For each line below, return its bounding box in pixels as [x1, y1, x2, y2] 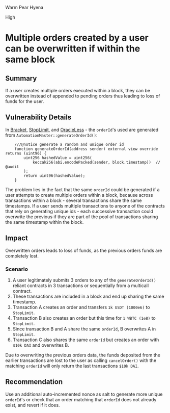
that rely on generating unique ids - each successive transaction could [5, 208, 154, 214]
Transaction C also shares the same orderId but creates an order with [12, 337, 159, 343]
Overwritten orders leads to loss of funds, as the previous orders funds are [5, 247, 162, 253]
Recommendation [5, 377, 63, 386]
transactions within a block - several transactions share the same [5, 197, 142, 203]
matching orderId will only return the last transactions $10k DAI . [5, 363, 139, 369]
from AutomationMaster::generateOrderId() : [5, 132, 98, 138]
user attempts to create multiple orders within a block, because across [5, 192, 153, 198]
